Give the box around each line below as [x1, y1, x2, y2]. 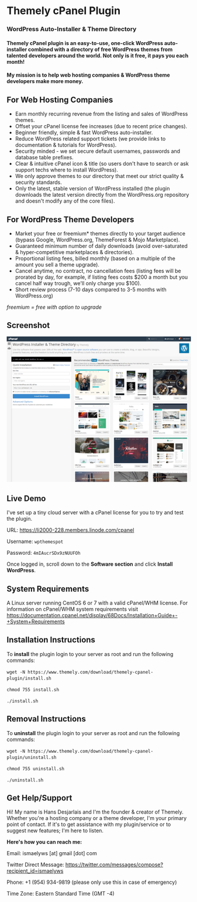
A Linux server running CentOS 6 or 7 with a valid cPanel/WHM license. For [6, 599, 188, 607]
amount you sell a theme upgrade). [15, 261, 100, 268]
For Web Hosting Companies [6, 95, 113, 105]
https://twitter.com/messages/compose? [65, 861, 163, 868]
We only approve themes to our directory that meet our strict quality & [15, 173, 184, 180]
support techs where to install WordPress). [15, 166, 119, 173]
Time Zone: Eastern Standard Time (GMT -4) [6, 890, 115, 897]
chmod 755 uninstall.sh [6, 766, 65, 771]
